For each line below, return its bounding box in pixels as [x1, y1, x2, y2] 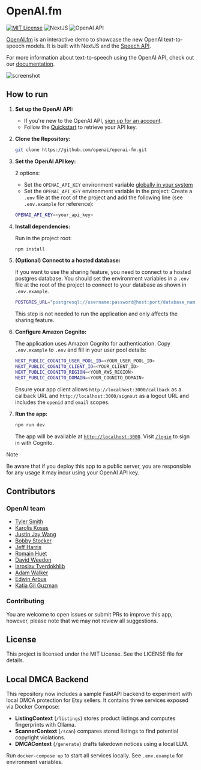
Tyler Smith [14, 518, 44, 525]
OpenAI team [6, 504, 46, 512]
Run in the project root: [14, 234, 72, 241]
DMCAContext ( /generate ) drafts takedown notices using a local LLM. [14, 741, 189, 748]
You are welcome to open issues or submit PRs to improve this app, [6, 610, 173, 618]
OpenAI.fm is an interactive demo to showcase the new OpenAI [6, 36, 163, 43]
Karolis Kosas [14, 524, 49, 532]
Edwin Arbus [14, 576, 47, 583]
